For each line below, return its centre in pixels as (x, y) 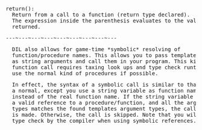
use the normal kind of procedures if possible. (85, 73)
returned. (26, 27)
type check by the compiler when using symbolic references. (104, 121)
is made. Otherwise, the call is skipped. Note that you (98, 115)
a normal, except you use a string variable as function (98, 91)
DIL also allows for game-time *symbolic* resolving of (96, 49)
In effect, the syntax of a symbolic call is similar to (98, 85)
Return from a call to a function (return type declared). (101, 15)
